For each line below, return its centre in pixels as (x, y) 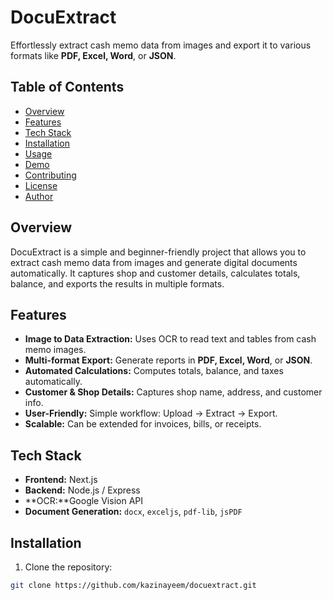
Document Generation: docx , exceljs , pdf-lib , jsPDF (133, 512)
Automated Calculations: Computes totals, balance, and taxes (154, 371)
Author (39, 196)
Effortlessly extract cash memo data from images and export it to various (161, 45)
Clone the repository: (68, 567)
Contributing (50, 175)
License (41, 185)
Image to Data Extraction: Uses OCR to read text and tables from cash (170, 339)
